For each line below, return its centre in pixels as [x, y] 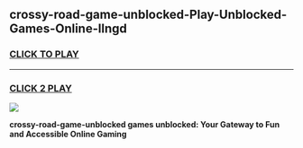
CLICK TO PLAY [44, 55]
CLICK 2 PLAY [41, 88]
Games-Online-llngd [69, 29]
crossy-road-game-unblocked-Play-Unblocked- [148, 15]
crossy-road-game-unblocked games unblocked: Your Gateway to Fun [145, 124]
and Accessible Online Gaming [68, 134]
